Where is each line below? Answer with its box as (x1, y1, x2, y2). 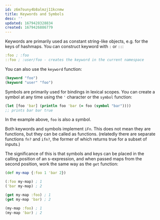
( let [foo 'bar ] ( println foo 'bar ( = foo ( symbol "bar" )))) (5, 103, 131, 108)
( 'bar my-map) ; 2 (5, 184, 42, 189)
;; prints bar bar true (5, 108, 53, 113)
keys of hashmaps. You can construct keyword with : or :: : (5, 44, 124, 49)
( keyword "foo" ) (5, 76, 38, 80)
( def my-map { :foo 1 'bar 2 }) (5, 171, 66, 175)
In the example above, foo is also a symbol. (5, 117, 91, 123)
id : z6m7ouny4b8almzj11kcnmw (5, 7, 64, 12)
